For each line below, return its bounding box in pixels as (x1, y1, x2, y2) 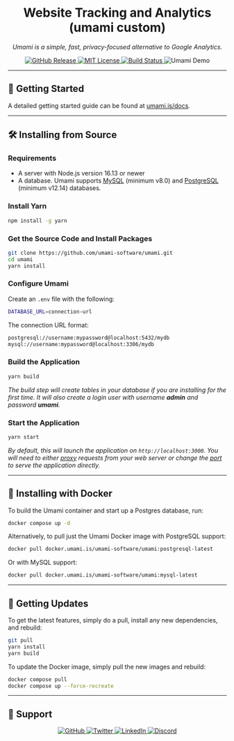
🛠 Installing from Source (8, 129, 117, 141)
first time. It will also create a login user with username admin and (8, 393, 199, 401)
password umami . (8, 400, 61, 409)
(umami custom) (69, 19, 166, 36)
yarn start (8, 433, 40, 440)
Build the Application (8, 357, 81, 367)
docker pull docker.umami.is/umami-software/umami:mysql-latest (8, 572, 198, 579)
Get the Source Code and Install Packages (8, 233, 153, 243)
